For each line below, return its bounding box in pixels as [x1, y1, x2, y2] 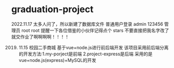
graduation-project [11, 4, 94, 15]
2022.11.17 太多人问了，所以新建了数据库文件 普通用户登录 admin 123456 [11, 21, 163, 27]
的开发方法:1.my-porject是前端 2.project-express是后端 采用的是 [18, 51, 153, 57]
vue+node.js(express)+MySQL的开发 [18, 57, 96, 63]
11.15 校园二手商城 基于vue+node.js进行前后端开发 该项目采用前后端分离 [18, 44, 169, 50]
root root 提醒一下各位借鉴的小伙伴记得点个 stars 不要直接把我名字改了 [21, 27, 169, 33]
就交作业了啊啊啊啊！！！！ [11, 33, 69, 40]
